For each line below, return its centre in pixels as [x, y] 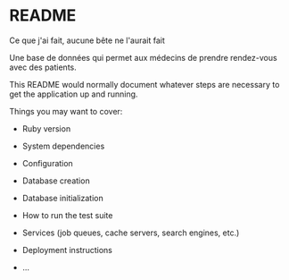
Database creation [56, 181]
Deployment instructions [67, 250]
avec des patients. [43, 67]
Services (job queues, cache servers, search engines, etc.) [131, 233]
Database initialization [63, 198]
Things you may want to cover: [66, 111]
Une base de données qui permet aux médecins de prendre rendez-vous [144, 57]
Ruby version [46, 128]
